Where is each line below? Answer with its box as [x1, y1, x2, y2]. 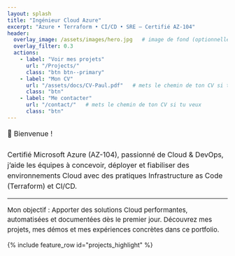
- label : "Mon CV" [20, 75, 73, 83]
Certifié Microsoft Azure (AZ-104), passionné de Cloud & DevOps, [7, 150, 224, 159]
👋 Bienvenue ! [7, 129, 53, 138]
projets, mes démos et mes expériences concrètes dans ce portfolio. [7, 225, 220, 234]
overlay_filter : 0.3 [13, 43, 73, 50]
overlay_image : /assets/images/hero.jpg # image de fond [13, 36, 190, 43]
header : [7, 29, 30, 37]
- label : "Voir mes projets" [20, 56, 105, 63]
